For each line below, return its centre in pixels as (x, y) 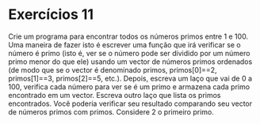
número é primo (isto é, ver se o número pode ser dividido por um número (129, 53)
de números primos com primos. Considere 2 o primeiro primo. (111, 111)
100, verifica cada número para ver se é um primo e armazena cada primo (129, 86)
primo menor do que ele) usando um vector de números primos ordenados (130, 62)
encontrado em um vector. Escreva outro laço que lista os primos (115, 95)
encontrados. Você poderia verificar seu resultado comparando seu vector (130, 103)
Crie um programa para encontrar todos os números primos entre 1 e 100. (128, 36)
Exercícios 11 (51, 15)
